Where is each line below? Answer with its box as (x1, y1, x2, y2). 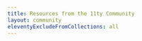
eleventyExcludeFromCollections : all (7, 23, 119, 30)
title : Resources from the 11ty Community (7, 10, 135, 17)
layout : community (7, 17, 62, 24)
